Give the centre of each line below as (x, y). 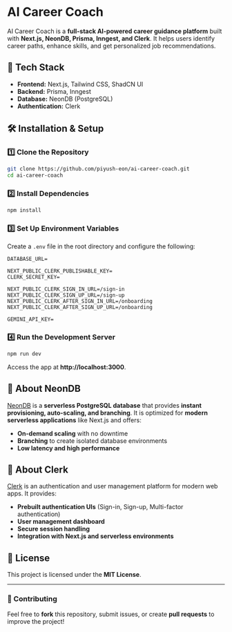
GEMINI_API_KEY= (30, 319)
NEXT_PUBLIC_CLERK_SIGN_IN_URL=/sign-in (66, 289)
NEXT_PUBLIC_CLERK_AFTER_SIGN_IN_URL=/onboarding (80, 301)
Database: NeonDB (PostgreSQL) (65, 99)
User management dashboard (61, 522)
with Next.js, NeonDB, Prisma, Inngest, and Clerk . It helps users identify (111, 38)
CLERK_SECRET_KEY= (33, 277)
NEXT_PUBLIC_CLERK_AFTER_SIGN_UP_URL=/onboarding (80, 307)
